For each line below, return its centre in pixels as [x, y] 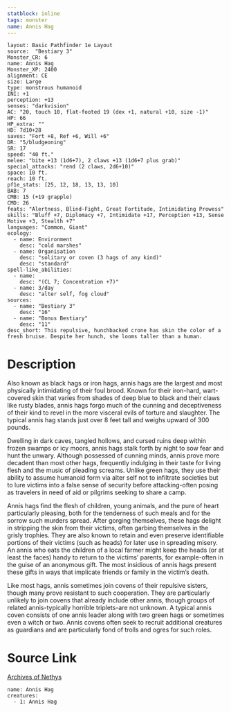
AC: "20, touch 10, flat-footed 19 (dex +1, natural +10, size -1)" [108, 112]
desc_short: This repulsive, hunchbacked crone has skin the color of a [114, 331]
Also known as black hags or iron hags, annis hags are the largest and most [115, 383]
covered [19, 398]
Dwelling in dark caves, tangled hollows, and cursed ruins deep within [107, 441]
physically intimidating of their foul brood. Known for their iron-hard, [104, 391]
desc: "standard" [45, 264]
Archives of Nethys [35, 677]
